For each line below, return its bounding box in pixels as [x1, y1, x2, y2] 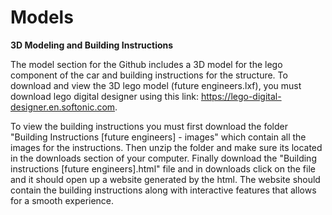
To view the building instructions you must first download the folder [10, 120, 288, 132]
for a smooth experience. [10, 194, 115, 206]
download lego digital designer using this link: [10, 90, 199, 102]
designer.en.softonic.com [10, 101, 116, 113]
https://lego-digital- [200, 90, 282, 102]
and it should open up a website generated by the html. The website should [10, 173, 321, 185]
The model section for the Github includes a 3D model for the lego [10, 58, 283, 70]
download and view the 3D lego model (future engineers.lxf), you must [10, 79, 302, 91]
